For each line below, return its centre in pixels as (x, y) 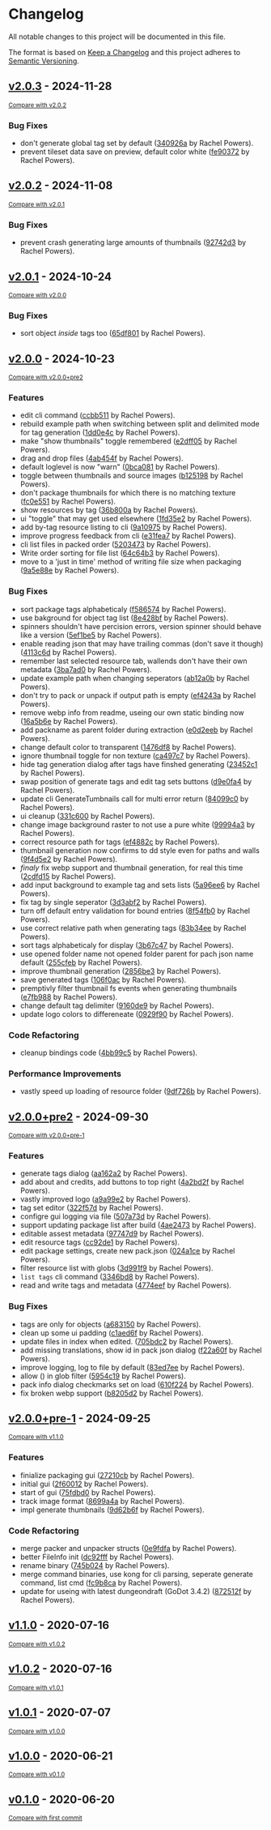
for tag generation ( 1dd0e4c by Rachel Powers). (100, 433)
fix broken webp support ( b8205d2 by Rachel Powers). (112, 1393)
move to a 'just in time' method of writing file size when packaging (131, 562)
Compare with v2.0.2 (38, 105)
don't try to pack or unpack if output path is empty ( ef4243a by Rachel (138, 695)
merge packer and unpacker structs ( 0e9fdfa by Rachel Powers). (128, 1549)
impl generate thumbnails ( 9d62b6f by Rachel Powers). (112, 1510)
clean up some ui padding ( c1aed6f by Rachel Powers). (112, 1333)
